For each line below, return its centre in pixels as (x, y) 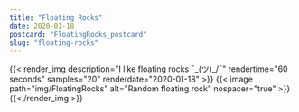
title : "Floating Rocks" (56, 17)
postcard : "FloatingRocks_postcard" (78, 34)
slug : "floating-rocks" (54, 43)
